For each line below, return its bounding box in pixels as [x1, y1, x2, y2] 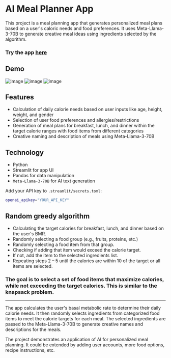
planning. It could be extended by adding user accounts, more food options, [5, 342, 165, 348]
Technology [5, 148, 44, 157]
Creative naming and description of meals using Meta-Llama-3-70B [12, 133, 155, 140]
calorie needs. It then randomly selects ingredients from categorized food [5, 310, 160, 316]
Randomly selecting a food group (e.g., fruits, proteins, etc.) [12, 236, 138, 242]
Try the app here [5, 49, 47, 56]
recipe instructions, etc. [5, 347, 55, 353]
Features [5, 93, 34, 102]
